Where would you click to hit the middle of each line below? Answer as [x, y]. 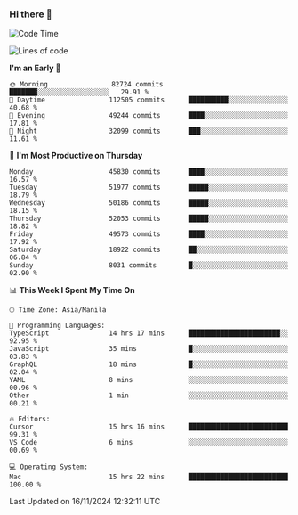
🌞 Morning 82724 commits [86, 85]
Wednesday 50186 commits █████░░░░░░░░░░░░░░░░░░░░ [149, 203]
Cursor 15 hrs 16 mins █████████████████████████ [149, 427]
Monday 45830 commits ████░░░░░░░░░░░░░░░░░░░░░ [149, 172]
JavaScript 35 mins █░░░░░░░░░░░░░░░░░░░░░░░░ [149, 349]
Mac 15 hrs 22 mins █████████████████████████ [149, 477]
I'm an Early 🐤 [35, 68]
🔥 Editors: [30, 419]
